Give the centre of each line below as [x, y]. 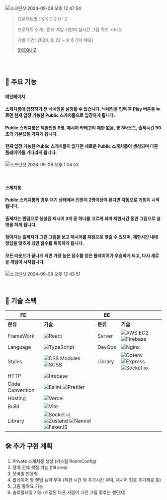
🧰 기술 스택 [21, 301]
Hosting [17, 398]
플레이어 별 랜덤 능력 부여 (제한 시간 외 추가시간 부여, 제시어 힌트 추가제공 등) [87, 480]
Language [19, 347]
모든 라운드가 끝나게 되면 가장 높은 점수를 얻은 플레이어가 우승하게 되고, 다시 [78, 255]
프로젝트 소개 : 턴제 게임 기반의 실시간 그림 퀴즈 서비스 [70, 29]
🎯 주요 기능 [21, 82]
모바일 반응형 [25, 474]
